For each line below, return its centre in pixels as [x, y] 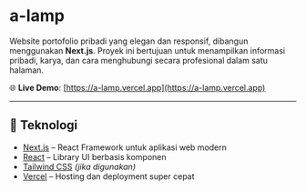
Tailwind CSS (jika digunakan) [79, 166]
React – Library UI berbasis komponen [94, 156]
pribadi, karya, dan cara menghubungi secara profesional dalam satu [139, 60]
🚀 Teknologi [44, 125]
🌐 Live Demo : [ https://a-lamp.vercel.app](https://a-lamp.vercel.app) [138, 87]
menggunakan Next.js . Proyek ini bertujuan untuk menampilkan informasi [147, 50]
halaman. [26, 70]
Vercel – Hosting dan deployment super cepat [108, 176]
